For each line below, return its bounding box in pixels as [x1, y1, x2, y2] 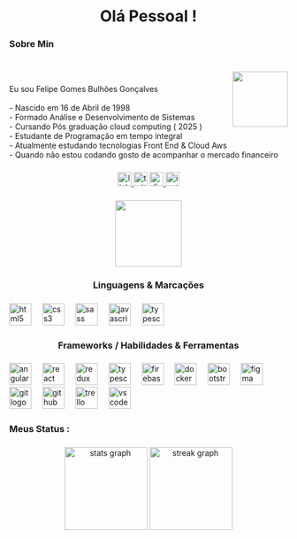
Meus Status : [9, 423, 71, 435]
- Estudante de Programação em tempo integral [9, 130, 183, 141]
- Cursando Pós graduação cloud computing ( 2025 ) [9, 121, 203, 132]
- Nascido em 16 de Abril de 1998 [9, 102, 131, 112]
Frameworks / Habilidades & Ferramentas [57, 339, 240, 351]
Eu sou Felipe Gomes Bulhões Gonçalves [9, 83, 159, 94]
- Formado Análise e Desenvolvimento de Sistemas [9, 112, 195, 122]
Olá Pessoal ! [100, 6, 197, 27]
